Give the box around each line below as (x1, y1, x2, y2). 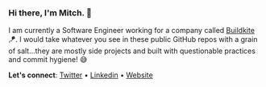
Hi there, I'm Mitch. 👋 (8, 7, 93, 19)
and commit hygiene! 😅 (8, 55, 88, 64)
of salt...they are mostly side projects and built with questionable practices (8, 46, 256, 56)
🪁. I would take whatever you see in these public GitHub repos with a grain (8, 35, 258, 44)
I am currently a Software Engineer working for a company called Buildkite (8, 26, 256, 35)
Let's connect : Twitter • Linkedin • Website (8, 70, 153, 80)
